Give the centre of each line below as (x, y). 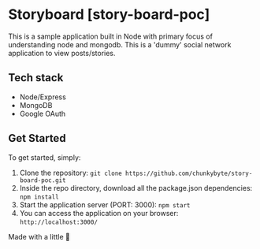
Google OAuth (43, 113)
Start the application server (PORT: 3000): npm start (105, 204)
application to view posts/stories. (62, 53)
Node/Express (43, 97)
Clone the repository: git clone (71, 173)
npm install (39, 197)
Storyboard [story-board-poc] (109, 15)
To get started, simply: (45, 157)
